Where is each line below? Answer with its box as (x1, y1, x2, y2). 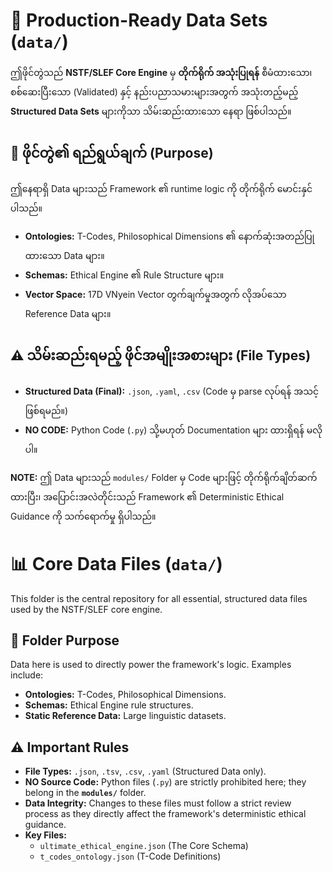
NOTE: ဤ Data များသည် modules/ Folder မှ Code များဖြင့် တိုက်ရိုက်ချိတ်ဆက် (10, 471, 318, 483)
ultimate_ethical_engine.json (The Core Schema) (39, 840, 249, 852)
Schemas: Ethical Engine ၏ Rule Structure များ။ (24, 269, 225, 281)
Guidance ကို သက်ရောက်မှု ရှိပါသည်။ (10, 510, 157, 522)
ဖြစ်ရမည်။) (24, 404, 69, 416)
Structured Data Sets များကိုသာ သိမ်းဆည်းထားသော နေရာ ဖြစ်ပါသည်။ (10, 105, 292, 117)
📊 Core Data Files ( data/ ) (10, 552, 223, 575)
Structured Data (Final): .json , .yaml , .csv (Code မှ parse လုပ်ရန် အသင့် (24, 385, 320, 397)
